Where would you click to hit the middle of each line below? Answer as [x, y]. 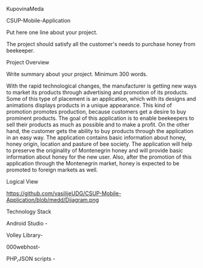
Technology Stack [29, 211]
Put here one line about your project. [52, 32]
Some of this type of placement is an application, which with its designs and [101, 99]
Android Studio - [27, 223]
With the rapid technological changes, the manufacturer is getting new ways [101, 86]
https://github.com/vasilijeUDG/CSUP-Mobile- [64, 193]
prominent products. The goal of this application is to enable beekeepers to [100, 118]
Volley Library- [25, 235]
